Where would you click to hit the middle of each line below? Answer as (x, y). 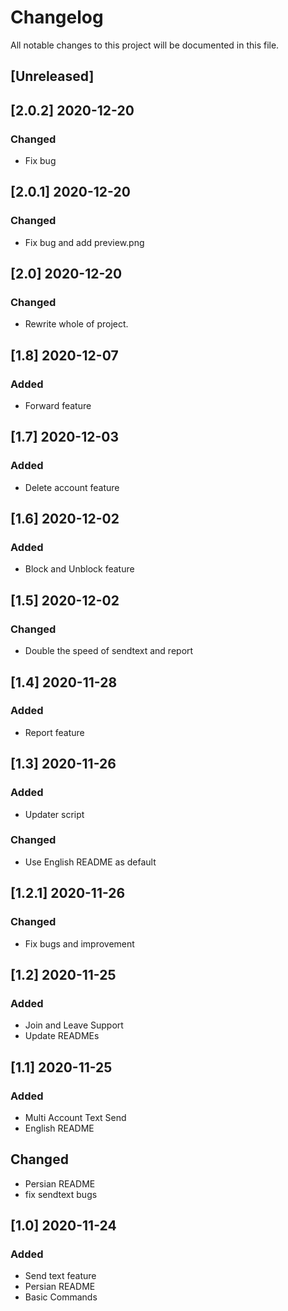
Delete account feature (72, 487)
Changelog (57, 17)
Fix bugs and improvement (79, 943)
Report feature (54, 732)
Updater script (54, 814)
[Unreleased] (52, 76)
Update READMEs (62, 1036)
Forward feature (58, 406)
